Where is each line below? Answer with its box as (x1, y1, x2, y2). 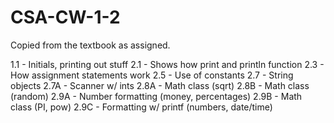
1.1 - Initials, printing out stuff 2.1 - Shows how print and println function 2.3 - (10, 58, 325, 70)
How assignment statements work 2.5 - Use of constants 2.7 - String (10, 69, 294, 81)
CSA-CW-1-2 (10, 6, 121, 29)
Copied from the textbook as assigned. (10, 39, 171, 51)
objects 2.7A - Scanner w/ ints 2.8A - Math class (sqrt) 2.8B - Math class (10, 79, 310, 91)
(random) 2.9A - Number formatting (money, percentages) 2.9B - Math (10, 90, 303, 102)
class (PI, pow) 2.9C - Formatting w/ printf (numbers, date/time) (10, 101, 273, 113)
